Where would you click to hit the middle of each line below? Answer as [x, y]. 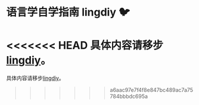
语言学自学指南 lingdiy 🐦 [68, 12]
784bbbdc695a [129, 97]
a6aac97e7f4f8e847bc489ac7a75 [152, 90]
